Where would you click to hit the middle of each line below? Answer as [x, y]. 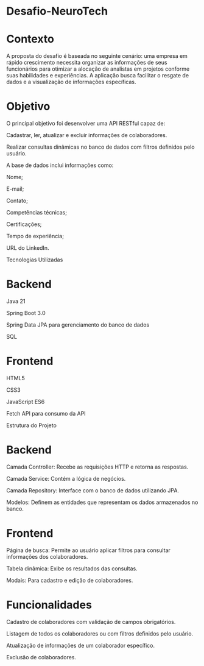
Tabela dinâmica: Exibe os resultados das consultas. [72, 569]
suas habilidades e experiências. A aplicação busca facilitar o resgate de [98, 76]
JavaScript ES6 [26, 402]
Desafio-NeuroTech [57, 11]
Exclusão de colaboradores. [41, 657]
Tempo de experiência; [35, 236]
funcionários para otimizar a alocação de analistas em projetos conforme [98, 69]
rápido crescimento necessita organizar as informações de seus [87, 63]
